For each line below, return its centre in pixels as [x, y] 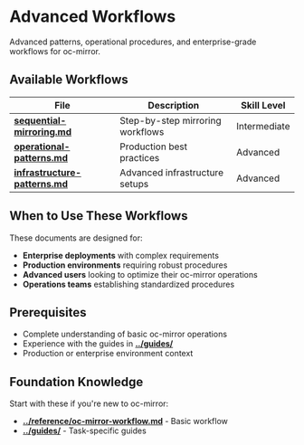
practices [140, 157]
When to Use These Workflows [99, 216]
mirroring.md [43, 131]
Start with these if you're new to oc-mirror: [89, 403]
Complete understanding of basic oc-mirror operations [125, 334]
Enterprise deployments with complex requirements [121, 255]
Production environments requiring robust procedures [125, 265]
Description [174, 105]
